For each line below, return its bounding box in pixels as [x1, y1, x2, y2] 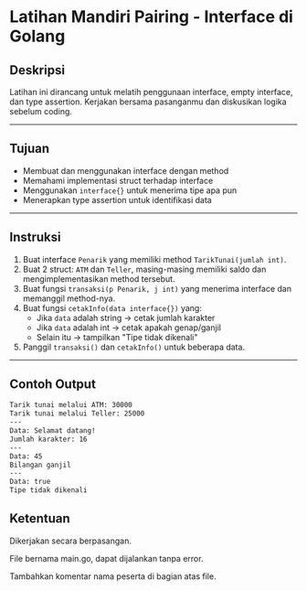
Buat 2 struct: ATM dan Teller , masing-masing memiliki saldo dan [22, 263, 267, 274]
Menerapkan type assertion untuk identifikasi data [22, 194, 212, 205]
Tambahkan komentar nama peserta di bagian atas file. [9, 570, 217, 582]
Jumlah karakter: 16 [9, 435, 89, 444]
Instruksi [9, 230, 61, 245]
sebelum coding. [9, 106, 73, 116]
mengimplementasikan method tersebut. [22, 273, 175, 285]
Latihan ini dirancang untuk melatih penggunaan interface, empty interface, [9, 87, 293, 97]
